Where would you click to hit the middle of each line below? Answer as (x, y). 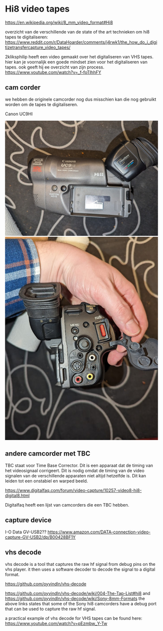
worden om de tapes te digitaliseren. (42, 104)
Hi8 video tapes (37, 9)
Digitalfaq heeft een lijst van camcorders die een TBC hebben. (67, 505)
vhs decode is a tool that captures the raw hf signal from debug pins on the (80, 564)
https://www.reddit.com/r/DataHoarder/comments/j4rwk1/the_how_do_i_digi (81, 42)
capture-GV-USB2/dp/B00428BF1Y (41, 537)
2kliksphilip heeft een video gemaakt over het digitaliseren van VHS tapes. (79, 56)
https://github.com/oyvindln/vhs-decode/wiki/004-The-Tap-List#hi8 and (78, 593)
